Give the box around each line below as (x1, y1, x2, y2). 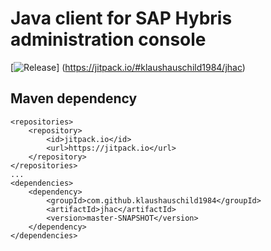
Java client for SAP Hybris (10, 7, 233, 30)
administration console (10, 28, 207, 51)
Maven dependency (10, 90, 138, 107)
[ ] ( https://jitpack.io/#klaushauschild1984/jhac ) (10, 61, 246, 73)
